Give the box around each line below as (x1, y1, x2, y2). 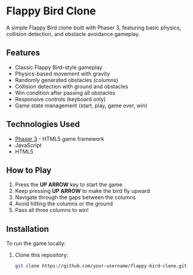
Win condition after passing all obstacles (14, 89, 116, 96)
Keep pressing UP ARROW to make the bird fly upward (14, 188, 150, 195)
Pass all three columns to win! (14, 207, 89, 214)
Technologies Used (6, 119, 80, 129)
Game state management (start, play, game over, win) (14, 102, 148, 109)
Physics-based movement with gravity (14, 70, 110, 77)
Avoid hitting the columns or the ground (14, 200, 113, 207)
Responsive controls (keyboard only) (14, 95, 106, 102)
